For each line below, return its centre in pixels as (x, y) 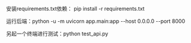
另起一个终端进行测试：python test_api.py (57, 34)
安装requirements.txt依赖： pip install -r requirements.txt (75, 9)
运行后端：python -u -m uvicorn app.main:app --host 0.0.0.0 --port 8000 (96, 21)
